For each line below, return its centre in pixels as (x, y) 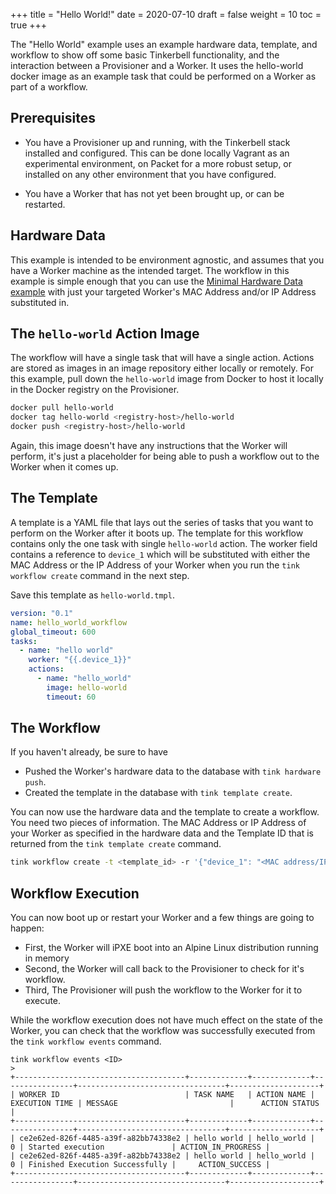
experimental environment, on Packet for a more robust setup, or (158, 163)
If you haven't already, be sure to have (89, 752)
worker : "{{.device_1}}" (80, 660)
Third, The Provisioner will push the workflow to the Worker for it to (163, 990)
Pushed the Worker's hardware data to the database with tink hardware (173, 771)
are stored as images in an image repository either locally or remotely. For (162, 368)
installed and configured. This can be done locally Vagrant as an (157, 153)
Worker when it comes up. (64, 467)
